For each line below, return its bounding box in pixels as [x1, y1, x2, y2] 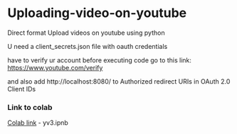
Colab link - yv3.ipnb [7, 118, 69, 127]
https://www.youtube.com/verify [7, 63, 103, 72]
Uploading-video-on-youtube [7, 5, 187, 21]
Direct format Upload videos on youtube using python [7, 28, 165, 37]
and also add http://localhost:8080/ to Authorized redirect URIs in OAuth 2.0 [7, 77, 231, 86]
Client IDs [7, 84, 36, 93]
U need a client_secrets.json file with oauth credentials [7, 42, 168, 50]
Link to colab [7, 102, 53, 112]
